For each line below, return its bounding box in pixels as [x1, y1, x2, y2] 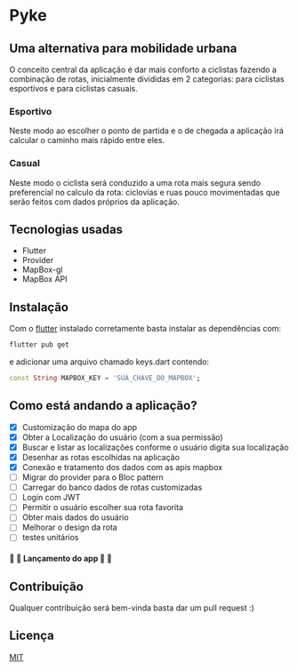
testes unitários [21, 532, 79, 543]
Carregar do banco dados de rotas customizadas [21, 482, 203, 493]
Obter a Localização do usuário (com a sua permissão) [21, 432, 224, 443]
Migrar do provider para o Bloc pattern [21, 472, 164, 483]
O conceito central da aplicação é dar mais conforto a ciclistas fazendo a [9, 64, 278, 75]
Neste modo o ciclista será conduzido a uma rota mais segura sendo [9, 177, 261, 188]
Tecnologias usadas [9, 221, 123, 236]
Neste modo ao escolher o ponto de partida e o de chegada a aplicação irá [9, 125, 285, 136]
